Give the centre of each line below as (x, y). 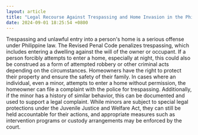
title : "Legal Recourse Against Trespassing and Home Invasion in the (95, 17)
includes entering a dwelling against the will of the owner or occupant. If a (96, 52)
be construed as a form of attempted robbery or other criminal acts (88, 64)
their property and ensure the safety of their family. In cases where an (91, 77)
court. (13, 127)
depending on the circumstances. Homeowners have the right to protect (94, 71)
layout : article (26, 11)
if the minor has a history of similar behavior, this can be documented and (95, 96)
